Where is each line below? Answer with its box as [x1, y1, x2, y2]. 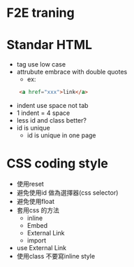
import [27, 236, 47, 245]
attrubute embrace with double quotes [16, 68, 128, 76]
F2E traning [6, 5, 75, 21]
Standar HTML [6, 37, 92, 53]
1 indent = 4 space [16, 109, 70, 117]
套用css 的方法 [16, 205, 60, 214]
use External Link [16, 243, 67, 252]
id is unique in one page [27, 131, 96, 139]
